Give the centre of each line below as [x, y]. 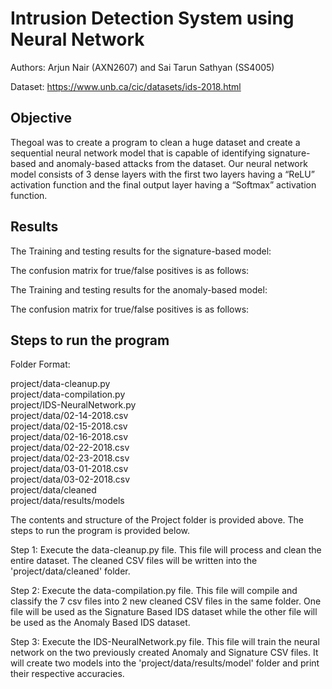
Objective [41, 118]
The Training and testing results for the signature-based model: [141, 251]
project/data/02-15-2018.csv [69, 426]
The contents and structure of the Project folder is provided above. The [157, 520]
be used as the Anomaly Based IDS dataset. [100, 623]
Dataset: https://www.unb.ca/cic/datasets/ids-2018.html [126, 86]
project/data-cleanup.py [60, 384]
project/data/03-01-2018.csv [69, 469]
